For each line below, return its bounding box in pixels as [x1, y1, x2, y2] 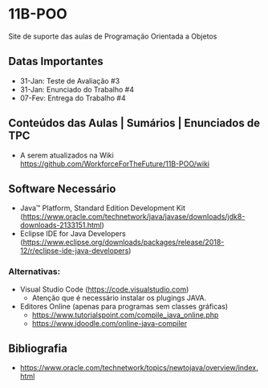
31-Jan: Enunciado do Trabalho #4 [19, 84, 135, 94]
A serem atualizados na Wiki [19, 150, 114, 160]
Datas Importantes [8, 55, 104, 68]
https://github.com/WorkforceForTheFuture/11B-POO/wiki [19, 158, 210, 169]
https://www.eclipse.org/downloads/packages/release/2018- [22, 238, 225, 247]
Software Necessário [8, 182, 116, 195]
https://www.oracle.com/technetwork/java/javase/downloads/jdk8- [22, 212, 246, 222]
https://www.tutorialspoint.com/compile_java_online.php [31, 310, 219, 320]
